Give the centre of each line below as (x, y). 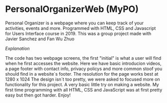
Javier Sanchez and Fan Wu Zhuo (40, 39)
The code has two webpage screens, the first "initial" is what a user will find (83, 58)
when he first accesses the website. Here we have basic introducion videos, (83, 63)
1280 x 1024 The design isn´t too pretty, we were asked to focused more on (83, 79)
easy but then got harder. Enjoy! (38, 95)
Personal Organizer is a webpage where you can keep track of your (75, 23)
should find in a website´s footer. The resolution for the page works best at (82, 74)
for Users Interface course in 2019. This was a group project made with (78, 33)
